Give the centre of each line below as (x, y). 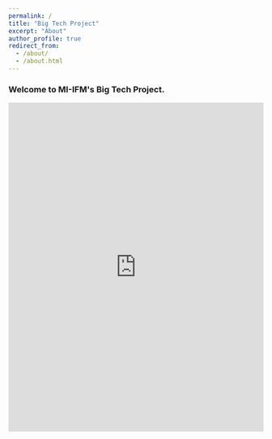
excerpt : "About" (38, 31)
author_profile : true (45, 38)
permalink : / (30, 16)
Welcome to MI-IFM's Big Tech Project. (87, 89)
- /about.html (39, 62)
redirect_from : (34, 46)
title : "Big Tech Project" (54, 23)
